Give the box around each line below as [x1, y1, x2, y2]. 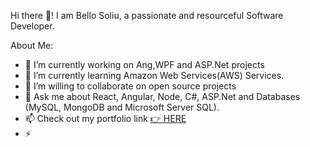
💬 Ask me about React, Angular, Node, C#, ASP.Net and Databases [24, 91, 301, 102]
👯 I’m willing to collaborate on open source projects [24, 80, 237, 92]
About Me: [10, 40, 54, 51]
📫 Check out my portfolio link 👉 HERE [24, 113, 187, 124]
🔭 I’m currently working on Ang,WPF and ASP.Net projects [24, 59, 265, 70]
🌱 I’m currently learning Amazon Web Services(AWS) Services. [24, 70, 285, 81]
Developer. [10, 20, 55, 32]
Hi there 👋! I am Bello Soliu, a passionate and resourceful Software [10, 10, 284, 21]
